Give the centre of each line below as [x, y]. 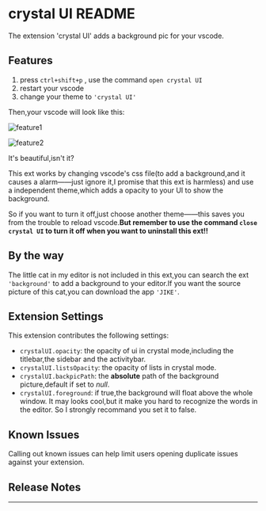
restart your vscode [52, 88]
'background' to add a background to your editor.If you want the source [125, 283]
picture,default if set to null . [65, 384]
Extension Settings [56, 317]
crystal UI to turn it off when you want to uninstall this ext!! [108, 231]
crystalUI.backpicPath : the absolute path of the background [119, 376]
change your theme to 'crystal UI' [78, 97]
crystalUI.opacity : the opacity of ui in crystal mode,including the [127, 351]
